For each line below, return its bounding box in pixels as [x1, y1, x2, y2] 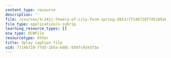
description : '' [5, 12, 40, 17]
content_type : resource [5, 7, 56, 13]
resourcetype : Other [5, 36, 49, 41]
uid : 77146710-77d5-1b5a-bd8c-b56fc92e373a [5, 45, 99, 50]
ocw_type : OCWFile [5, 31, 44, 36]
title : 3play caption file [5, 40, 63, 45]
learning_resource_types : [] [5, 26, 67, 31]
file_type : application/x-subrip [5, 21, 76, 27]
